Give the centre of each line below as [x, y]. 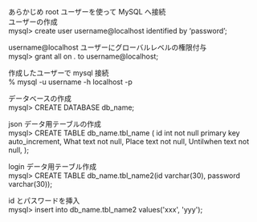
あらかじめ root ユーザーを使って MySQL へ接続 [87, 12]
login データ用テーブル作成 [53, 166]
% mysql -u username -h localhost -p [70, 82]
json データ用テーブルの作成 [55, 124]
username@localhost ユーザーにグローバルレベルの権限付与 [108, 47]
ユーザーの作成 [33, 22]
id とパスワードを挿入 [44, 200]
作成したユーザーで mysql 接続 [59, 73]
